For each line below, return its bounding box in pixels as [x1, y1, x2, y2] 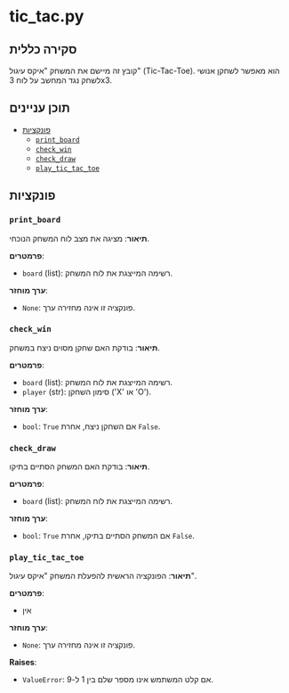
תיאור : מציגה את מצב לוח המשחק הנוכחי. [9, 233, 149, 243]
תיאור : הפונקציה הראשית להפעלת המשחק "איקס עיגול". [9, 571, 197, 582]
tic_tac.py [9, 6, 84, 27]
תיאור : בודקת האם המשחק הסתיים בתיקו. [9, 461, 150, 472]
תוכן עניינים [9, 101, 71, 116]
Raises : [9, 657, 37, 668]
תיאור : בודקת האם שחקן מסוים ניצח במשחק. [9, 342, 160, 353]
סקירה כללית [9, 42, 77, 57]
